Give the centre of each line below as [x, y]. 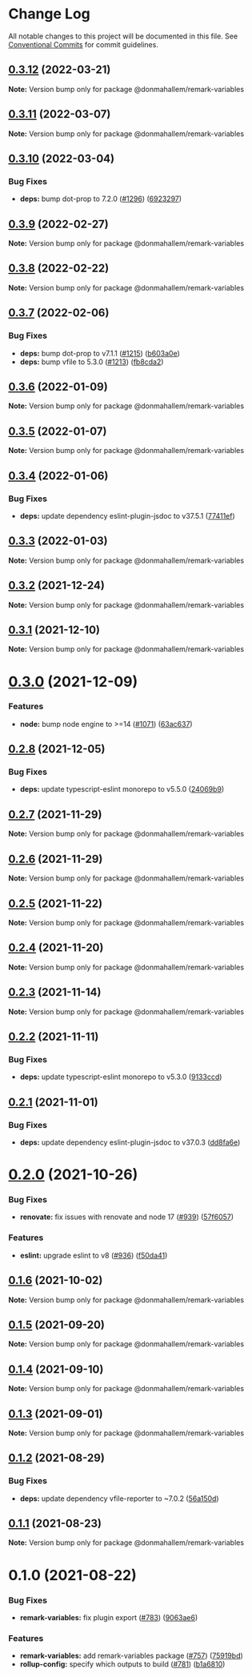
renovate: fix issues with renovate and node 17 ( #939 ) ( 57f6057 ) [127, 1217]
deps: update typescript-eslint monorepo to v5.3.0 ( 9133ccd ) [121, 1077]
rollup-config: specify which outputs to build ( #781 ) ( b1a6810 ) [122, 1664]
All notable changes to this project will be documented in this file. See [123, 36]
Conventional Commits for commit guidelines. [83, 44]
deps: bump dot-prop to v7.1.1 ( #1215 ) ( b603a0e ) [100, 353]
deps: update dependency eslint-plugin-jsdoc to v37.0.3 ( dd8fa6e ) [130, 1142]
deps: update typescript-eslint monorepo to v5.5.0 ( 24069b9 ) [122, 789]
